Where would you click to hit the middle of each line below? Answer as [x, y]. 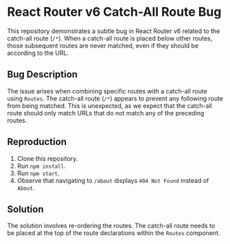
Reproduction [37, 142]
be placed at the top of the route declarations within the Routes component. [114, 233]
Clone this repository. [47, 158]
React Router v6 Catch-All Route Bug [114, 12]
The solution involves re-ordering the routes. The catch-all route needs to [111, 226]
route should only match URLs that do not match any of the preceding [106, 113]
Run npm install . [42, 166]
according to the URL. [38, 53]
